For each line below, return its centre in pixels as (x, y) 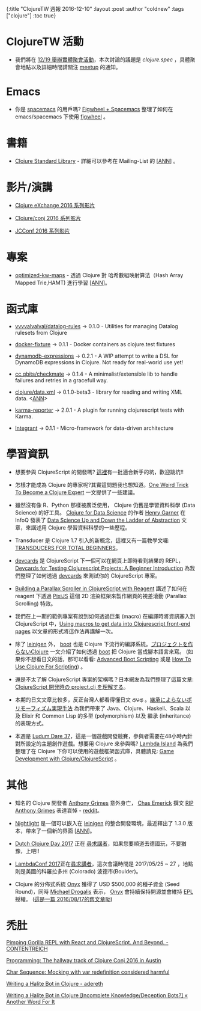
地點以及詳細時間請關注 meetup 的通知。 (70, 67)
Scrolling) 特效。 (35, 603)
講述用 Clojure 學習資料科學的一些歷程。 (81, 527)
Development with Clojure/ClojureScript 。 (67, 759)
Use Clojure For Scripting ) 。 (50, 667)
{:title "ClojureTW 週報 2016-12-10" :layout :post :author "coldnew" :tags (95, 9)
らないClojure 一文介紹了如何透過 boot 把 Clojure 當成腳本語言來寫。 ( (101, 652)
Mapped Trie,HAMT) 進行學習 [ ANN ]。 (63, 283)
